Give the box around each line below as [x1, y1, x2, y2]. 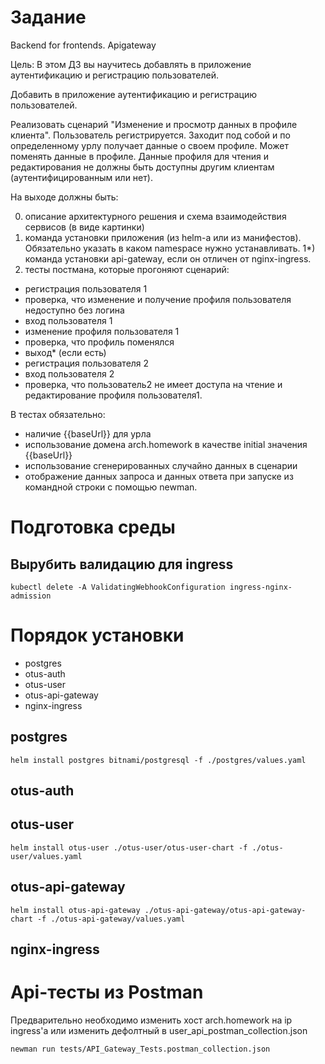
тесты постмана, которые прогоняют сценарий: [24, 263, 230, 275]
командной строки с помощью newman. [24, 481, 198, 493]
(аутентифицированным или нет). [10, 171, 153, 183]
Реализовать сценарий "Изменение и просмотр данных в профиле [10, 118, 298, 130]
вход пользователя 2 [24, 367, 115, 380]
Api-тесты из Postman [10, 981, 204, 1004]
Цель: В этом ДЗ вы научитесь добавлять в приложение [10, 58, 252, 70]
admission [10, 591, 52, 601]
